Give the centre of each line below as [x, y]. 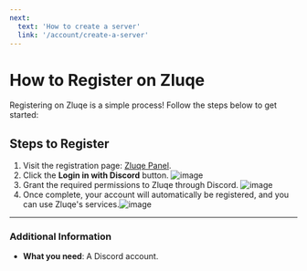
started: [24, 115]
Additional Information [61, 236]
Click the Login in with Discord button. [95, 175]
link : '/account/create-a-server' [83, 35]
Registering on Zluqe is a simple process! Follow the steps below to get [143, 105]
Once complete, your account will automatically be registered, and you [156, 195]
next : [20, 18]
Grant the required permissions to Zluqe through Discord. [131, 185]
